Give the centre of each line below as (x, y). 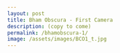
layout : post (26, 13)
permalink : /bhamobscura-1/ (48, 33)
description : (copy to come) (49, 26)
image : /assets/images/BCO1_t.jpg (57, 39)
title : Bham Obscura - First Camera (60, 20)
